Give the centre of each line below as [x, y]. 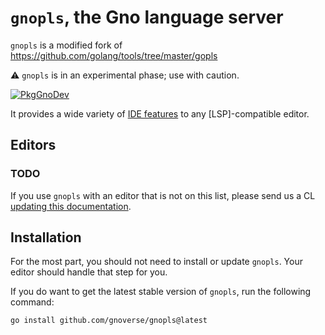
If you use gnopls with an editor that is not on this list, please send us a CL [163, 195]
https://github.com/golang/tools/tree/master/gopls [114, 55]
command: [32, 302]
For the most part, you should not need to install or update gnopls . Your [156, 262]
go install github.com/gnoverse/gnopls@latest [109, 321]
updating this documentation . [71, 206]
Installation [46, 237]
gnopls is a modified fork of [66, 45]
